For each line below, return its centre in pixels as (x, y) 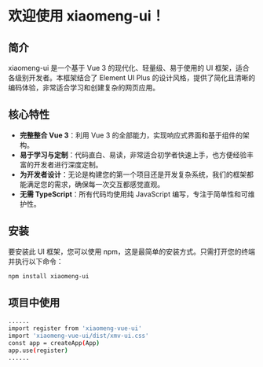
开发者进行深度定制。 (68, 164)
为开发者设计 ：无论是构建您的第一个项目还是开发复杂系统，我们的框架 (133, 174)
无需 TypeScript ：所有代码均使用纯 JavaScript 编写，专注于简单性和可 (134, 194)
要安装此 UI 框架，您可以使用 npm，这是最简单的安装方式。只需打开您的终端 (132, 251)
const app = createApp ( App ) (54, 343)
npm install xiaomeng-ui (49, 276)
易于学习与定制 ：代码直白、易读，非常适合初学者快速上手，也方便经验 (133, 155)
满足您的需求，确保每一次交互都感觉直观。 (95, 184)
